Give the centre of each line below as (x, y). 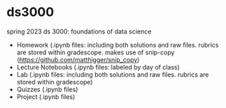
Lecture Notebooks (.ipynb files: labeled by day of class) (98, 67)
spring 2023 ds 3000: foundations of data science (79, 31)
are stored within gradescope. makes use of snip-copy (96, 52)
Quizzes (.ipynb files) (47, 89)
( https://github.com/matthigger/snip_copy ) (78, 59)
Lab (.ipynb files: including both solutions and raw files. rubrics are (113, 75)
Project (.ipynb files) (46, 97)
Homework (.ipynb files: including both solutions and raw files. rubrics (118, 45)
